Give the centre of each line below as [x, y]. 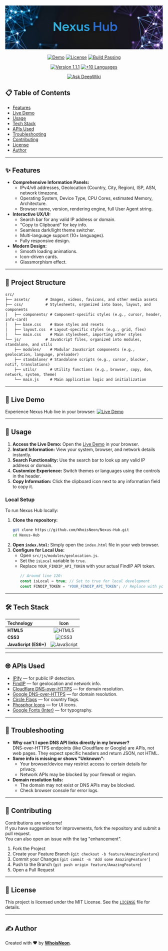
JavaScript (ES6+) [27, 644]
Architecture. [33, 203]
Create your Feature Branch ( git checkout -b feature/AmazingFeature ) [86, 853]
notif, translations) [28, 365]
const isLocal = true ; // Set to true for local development [85, 581]
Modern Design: [29, 246]
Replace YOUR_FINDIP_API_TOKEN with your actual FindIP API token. [87, 566]
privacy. [28, 769]
